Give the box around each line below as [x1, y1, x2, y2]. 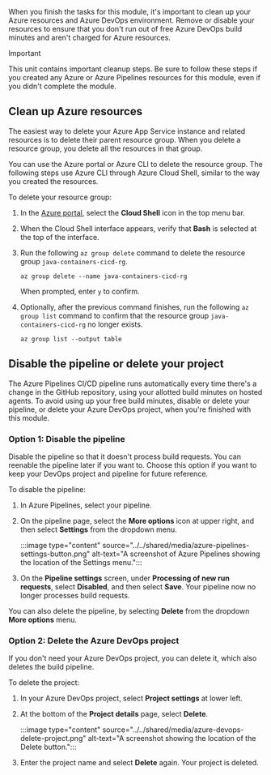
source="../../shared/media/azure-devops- [102, 725, 244, 734]
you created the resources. [8, 176, 99, 186]
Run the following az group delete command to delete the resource [19, 247, 245, 258]
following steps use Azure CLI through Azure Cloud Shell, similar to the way [8, 168, 260, 178]
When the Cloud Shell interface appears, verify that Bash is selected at [19, 223, 257, 233]
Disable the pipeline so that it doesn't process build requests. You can [8, 452, 241, 461]
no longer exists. [87, 319, 143, 329]
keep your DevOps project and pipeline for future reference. [8, 469, 209, 478]
